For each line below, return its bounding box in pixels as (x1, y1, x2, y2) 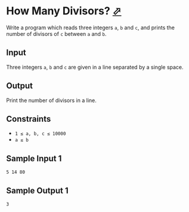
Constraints (6, 113, 51, 124)
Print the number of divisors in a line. (6, 97, 97, 104)
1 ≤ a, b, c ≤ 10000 (14, 131, 66, 137)
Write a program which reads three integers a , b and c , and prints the (6, 24, 175, 31)
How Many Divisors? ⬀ (6, 4, 122, 18)
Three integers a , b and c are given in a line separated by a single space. (6, 63, 184, 70)
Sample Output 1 (6, 185, 69, 195)
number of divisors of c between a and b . (6, 30, 107, 37)
